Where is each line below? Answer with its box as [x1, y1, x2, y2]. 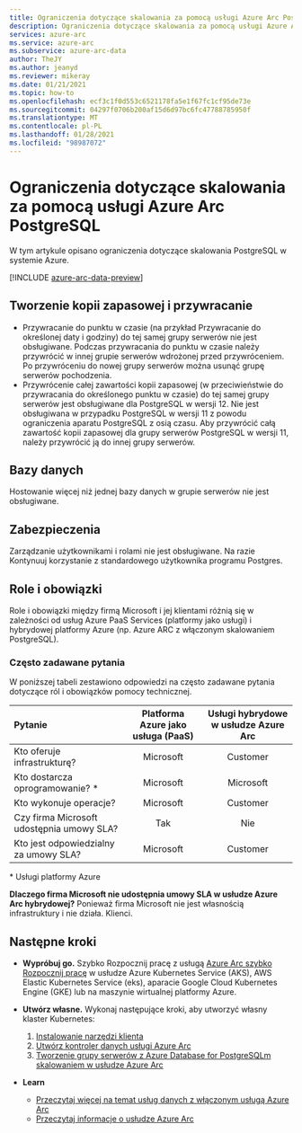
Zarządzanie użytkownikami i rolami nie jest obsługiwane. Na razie [9, 545, 256, 557]
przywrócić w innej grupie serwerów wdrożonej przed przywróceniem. [22, 350, 285, 361]
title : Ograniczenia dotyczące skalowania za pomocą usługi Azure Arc [9, 13, 280, 22]
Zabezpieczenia [9, 522, 101, 537]
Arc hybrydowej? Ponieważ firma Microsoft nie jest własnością [9, 898, 244, 909]
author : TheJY [9, 55, 63, 64]
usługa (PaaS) [132, 730, 194, 742]
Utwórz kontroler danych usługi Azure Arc [35, 1040, 191, 1051]
